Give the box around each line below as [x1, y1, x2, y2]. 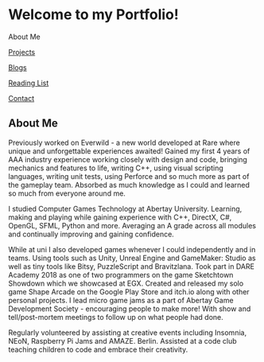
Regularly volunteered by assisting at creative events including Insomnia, [8, 328, 247, 337]
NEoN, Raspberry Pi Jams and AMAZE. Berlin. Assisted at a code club [8, 336, 237, 345]
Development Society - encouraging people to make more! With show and [8, 304, 251, 313]
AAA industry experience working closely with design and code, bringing [8, 154, 248, 164]
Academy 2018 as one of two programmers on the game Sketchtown [8, 270, 234, 279]
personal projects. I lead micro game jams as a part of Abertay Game [8, 295, 234, 305]
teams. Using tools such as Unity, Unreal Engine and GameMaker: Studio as [8, 253, 256, 263]
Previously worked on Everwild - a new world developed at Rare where [8, 138, 240, 147]
